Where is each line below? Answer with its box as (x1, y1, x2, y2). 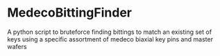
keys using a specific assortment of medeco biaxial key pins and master (7, 35, 214, 43)
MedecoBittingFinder (7, 5, 132, 21)
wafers (7, 42, 27, 50)
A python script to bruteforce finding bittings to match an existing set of (7, 28, 212, 36)
